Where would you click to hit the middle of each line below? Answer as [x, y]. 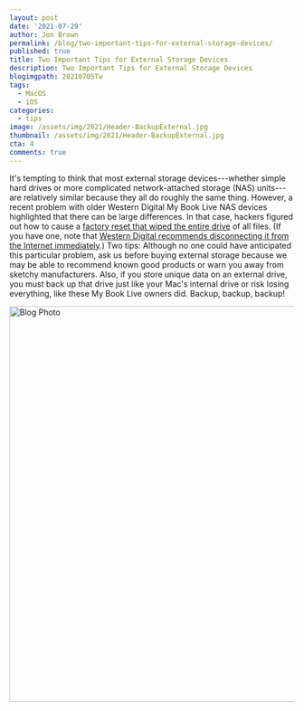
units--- [271, 187]
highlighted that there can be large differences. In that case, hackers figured [152, 216]
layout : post [34, 18]
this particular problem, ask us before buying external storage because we [148, 255]
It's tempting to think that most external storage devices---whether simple [148, 178]
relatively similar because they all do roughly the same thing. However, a [158, 197]
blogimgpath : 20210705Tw [56, 77]
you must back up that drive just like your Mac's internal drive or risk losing [149, 284]
